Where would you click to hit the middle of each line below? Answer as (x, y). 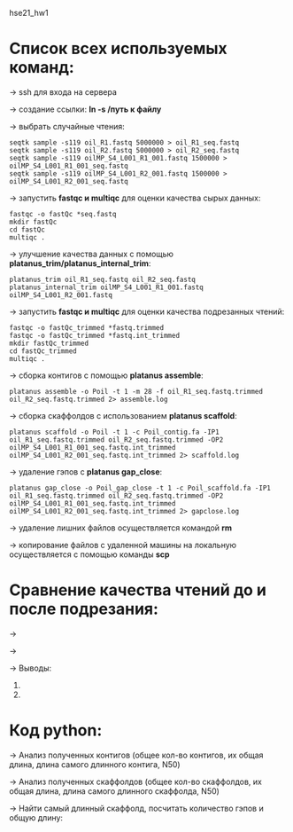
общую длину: (36, 817)
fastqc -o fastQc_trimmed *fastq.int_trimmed (94, 335)
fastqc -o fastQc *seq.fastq (63, 214)
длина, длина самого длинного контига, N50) (95, 764)
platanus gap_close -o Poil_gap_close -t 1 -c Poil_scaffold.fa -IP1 (140, 488)
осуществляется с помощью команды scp (89, 554)
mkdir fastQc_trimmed (49, 343)
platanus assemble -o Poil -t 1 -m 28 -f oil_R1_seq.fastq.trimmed (136, 391)
